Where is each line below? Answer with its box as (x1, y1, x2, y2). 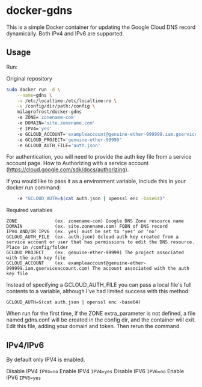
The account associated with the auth (92, 266, 189, 272)
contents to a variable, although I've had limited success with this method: (6, 288, 190, 295)
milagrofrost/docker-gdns (17, 109, 82, 115)
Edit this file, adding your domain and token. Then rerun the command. (6, 323, 182, 330)
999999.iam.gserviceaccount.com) (6, 266, 90, 272)
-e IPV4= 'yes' (17, 126, 52, 132)
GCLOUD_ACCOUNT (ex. (6, 260, 66, 266)
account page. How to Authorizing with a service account (6, 160, 149, 167)
